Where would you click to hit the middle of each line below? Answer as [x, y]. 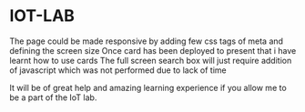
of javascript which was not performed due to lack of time [118, 70]
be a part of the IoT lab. [53, 97]
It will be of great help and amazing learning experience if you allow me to [148, 87]
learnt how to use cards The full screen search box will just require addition [151, 60]
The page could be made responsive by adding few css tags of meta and [147, 41]
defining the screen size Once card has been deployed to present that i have [153, 50]
